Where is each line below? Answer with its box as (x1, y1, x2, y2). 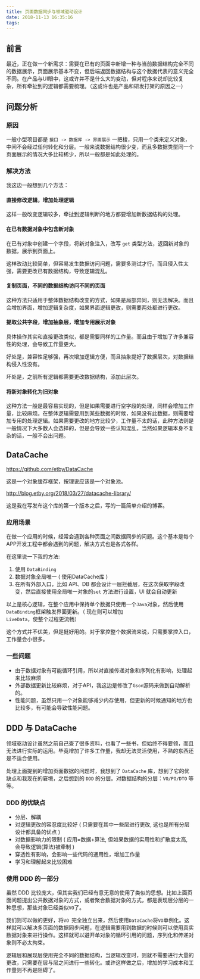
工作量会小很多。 (6, 635, 48, 643)
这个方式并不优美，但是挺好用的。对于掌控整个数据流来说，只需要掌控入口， (6, 628, 194, 635)
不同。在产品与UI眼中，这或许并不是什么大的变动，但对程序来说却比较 (6, 75, 179, 82)
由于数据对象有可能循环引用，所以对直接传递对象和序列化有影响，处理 (14, 666, 187, 674)
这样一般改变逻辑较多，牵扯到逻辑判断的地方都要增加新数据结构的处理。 (6, 211, 183, 218)
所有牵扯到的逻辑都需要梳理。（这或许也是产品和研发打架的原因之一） (16, 83, 186, 90)
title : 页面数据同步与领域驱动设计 (6, 8, 83, 15)
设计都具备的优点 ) (14, 828, 61, 835)
